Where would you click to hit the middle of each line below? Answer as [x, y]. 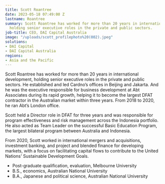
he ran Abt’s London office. [32, 106]
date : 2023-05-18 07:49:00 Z [35, 14]
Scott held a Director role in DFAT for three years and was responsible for [79, 115]
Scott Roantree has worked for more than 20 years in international [72, 74]
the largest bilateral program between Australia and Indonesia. [68, 131]
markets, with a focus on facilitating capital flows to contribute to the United [82, 151]
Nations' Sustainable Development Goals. [47, 156]
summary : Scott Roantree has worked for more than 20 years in [71, 23]
